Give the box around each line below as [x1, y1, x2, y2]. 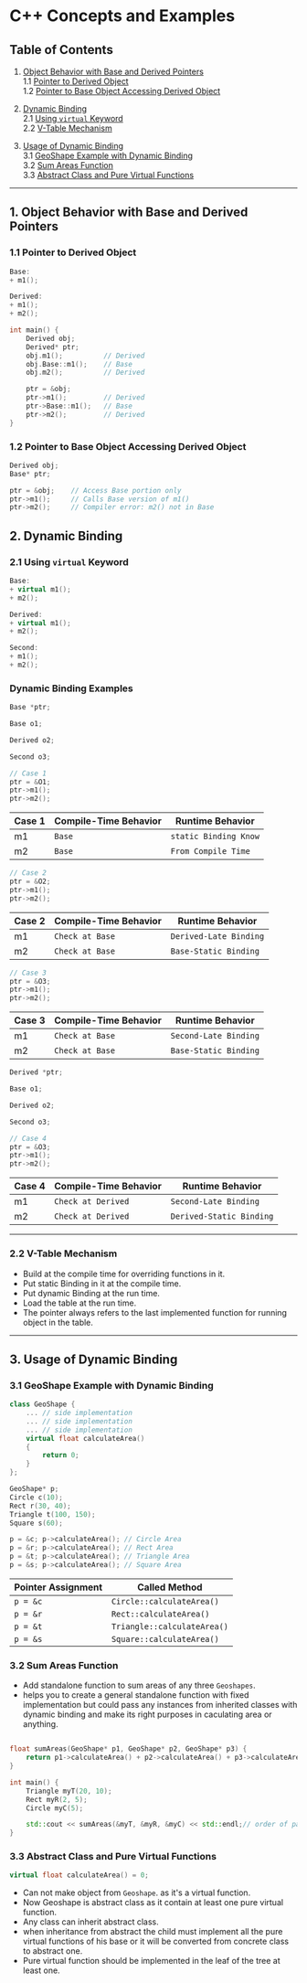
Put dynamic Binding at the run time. [22, 1287, 160, 1298]
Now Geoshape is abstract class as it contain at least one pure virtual [22, 1897, 284, 1908]
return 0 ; [42, 1451, 79, 1460]
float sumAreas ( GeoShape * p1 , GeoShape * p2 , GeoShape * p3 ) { [9, 1744, 248, 1754]
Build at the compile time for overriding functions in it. [22, 1268, 226, 1279]
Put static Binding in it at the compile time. [22, 1277, 182, 1289]
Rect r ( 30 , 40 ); [9, 1501, 71, 1510]
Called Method [136, 1581, 203, 1594]
